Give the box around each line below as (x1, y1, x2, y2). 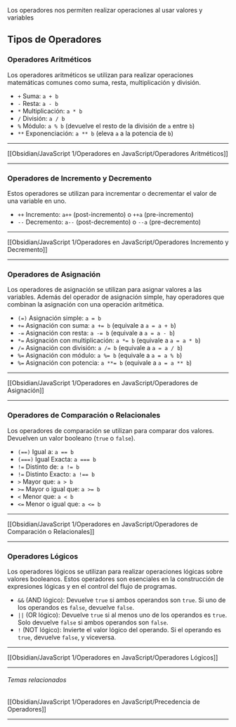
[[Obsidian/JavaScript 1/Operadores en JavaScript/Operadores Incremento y (7, 238, 229, 246)
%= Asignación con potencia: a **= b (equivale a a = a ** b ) (17, 359, 192, 367)
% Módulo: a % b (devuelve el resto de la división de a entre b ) (17, 121, 195, 130)
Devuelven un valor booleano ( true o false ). (7, 434, 136, 442)
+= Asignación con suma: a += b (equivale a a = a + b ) (17, 321, 177, 330)
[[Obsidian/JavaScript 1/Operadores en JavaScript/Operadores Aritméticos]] (7, 149, 228, 157)
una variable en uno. (7, 196, 67, 205)
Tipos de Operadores (7, 34, 102, 46)
